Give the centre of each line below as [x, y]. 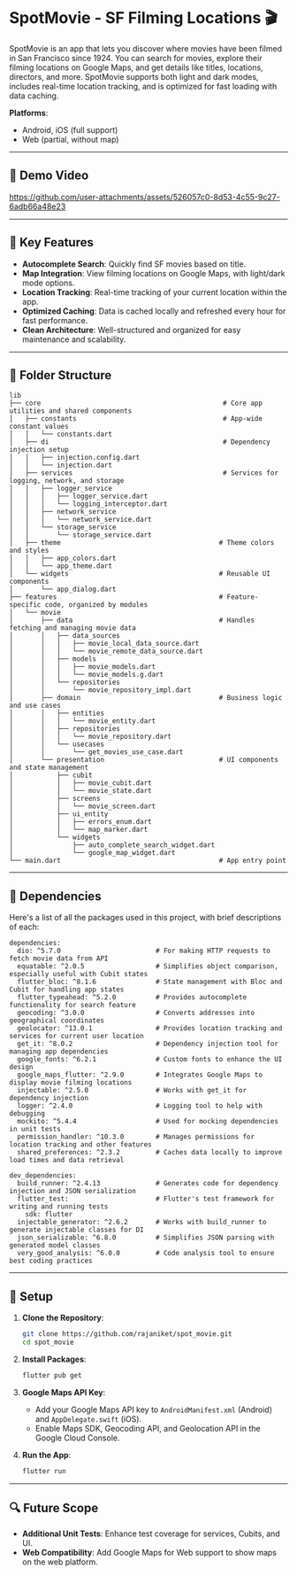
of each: [24, 927]
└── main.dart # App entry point [148, 861]
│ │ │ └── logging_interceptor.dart [88, 504]
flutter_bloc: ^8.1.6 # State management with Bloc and [150, 982]
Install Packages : [54, 1359]
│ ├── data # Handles [132, 621]
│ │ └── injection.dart [61, 466]
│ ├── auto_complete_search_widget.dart [112, 845]
